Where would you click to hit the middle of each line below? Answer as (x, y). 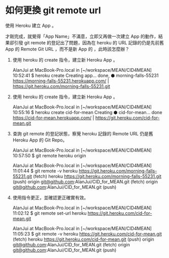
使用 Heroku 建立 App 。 (31, 25)
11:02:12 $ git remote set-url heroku (49, 213)
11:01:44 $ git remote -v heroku (45, 170)
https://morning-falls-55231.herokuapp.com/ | (61, 81)
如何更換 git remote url (53, 10)
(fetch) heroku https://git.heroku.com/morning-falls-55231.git (97, 176)
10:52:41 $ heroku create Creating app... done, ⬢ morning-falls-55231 (86, 75)
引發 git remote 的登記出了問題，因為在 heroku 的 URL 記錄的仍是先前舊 (89, 42)
